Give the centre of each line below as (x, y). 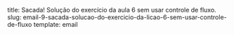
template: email (56, 24)
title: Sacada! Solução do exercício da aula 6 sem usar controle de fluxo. (112, 10)
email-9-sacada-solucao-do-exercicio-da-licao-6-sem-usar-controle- (125, 17)
